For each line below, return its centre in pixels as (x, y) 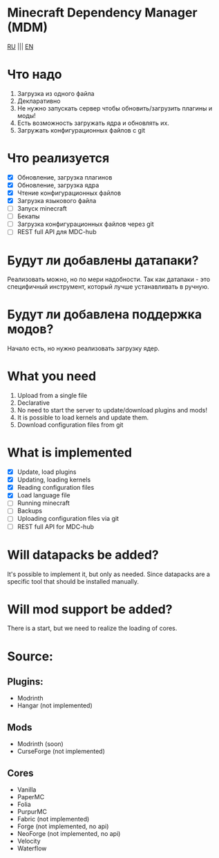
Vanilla (27, 790)
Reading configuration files (56, 488)
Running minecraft (44, 503)
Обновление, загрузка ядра (58, 185)
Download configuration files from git (70, 425)
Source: (30, 656)
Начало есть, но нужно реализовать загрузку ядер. (84, 349)
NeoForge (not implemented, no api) (69, 834)
